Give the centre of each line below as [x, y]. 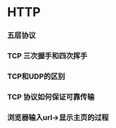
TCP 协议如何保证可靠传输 [51, 97]
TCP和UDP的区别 [36, 76]
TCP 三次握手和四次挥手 [48, 56]
